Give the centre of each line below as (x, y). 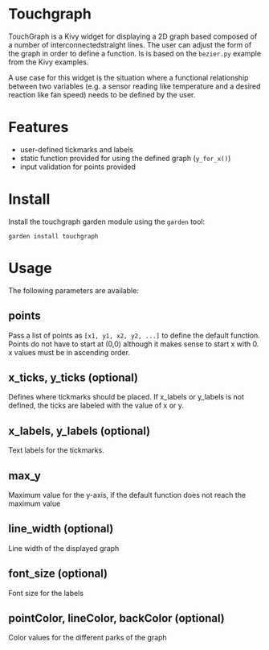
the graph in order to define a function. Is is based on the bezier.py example (135, 53)
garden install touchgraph (53, 236)
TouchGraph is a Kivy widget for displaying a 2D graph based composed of (133, 36)
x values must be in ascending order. (69, 352)
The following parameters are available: (73, 290)
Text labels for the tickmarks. (56, 450)
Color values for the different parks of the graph (88, 638)
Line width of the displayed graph (64, 548)
